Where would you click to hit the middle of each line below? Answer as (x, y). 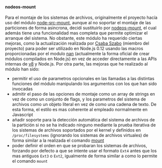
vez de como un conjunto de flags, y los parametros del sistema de (79, 99)
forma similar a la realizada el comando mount (58, 140)
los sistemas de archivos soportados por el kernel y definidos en (76, 130)
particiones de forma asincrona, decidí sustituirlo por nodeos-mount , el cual (81, 28)
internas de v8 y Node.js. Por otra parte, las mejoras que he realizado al (77, 64)
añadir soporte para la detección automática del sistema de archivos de (83, 120)
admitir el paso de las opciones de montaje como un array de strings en (83, 94)
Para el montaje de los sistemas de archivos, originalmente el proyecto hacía (81, 17)
